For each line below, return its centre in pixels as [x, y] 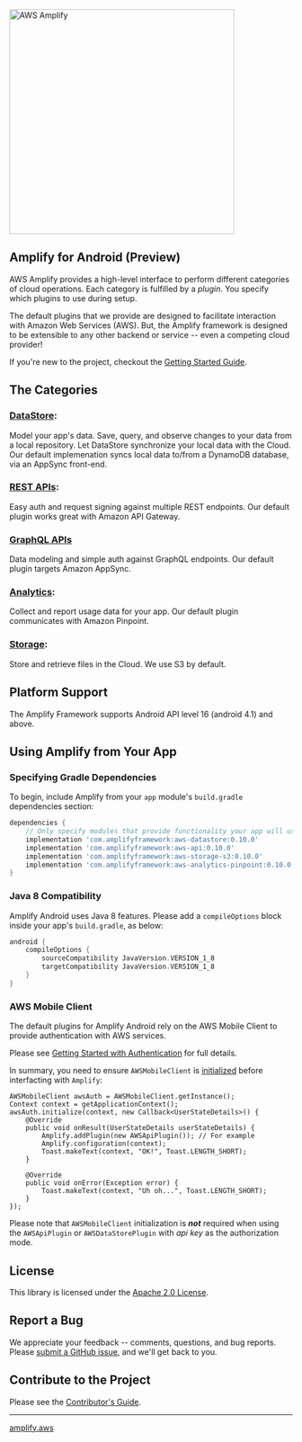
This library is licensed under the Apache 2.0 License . [109, 1292]
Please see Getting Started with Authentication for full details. [124, 1053]
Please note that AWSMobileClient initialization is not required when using [144, 1224]
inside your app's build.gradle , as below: [86, 925]
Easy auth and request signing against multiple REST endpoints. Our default [149, 506]
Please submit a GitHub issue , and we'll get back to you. [113, 1351]
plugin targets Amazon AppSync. [71, 569]
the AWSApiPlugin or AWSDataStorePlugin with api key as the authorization [144, 1233]
